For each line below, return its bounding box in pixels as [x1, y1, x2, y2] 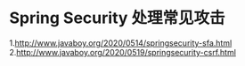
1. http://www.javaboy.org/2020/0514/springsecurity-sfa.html [9, 37, 233, 48]
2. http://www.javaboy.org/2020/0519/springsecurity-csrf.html [9, 47, 236, 57]
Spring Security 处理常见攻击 [9, 8, 225, 28]
